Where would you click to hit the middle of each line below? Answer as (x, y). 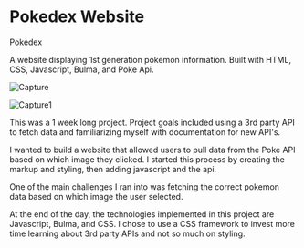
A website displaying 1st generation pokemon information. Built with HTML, (151, 59)
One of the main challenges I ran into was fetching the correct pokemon (145, 186)
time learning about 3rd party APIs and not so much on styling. (127, 233)
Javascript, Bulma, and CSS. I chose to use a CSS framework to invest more (152, 223)
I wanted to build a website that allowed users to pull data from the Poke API (152, 150)
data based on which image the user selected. (96, 196)
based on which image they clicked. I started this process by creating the (147, 159)
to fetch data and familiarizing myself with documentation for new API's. (145, 132)
